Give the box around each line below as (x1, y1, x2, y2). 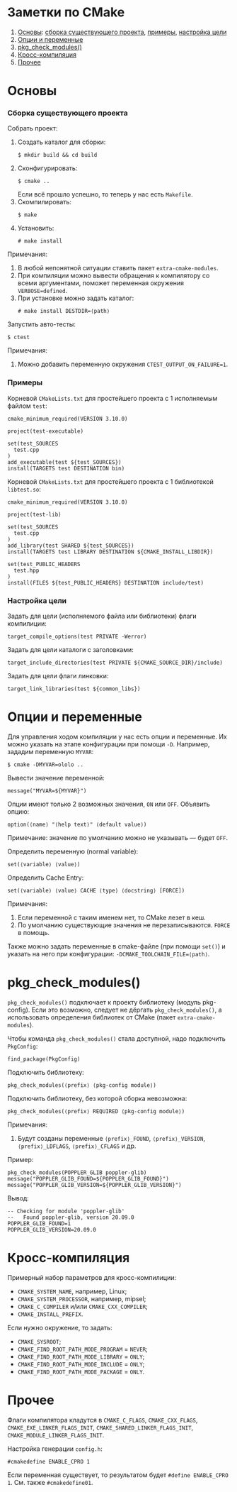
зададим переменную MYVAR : (7, 747, 94, 756)
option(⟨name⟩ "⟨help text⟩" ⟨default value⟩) (7, 821, 147, 828)
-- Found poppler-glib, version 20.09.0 (7, 1214, 134, 1221)
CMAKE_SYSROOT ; (17, 1337, 62, 1345)
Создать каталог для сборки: (17, 138, 106, 146)
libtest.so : (7, 485, 41, 493)
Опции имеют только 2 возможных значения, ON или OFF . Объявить (7, 800, 210, 808)
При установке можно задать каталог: (17, 294, 134, 302)
